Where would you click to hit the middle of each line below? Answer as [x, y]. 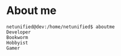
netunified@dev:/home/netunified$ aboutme [60, 27]
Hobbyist [17, 43]
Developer [19, 32]
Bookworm [17, 37]
